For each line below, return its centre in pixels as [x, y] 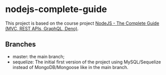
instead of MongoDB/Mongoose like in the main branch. [70, 67]
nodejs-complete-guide [56, 9]
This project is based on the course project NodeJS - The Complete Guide [82, 23]
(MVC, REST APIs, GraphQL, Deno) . [42, 28]
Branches [21, 45]
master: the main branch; [38, 56]
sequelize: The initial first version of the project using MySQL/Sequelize [87, 62]
